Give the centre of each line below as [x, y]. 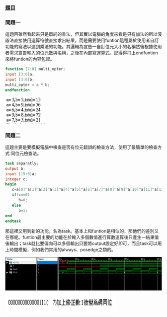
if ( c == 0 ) [21, 195]
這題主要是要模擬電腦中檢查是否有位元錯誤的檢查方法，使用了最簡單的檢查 [81, 147]
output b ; [15, 168]
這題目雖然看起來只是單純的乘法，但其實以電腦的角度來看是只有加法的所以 [81, 34]
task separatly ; [22, 163]
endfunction [17, 90]
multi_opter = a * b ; [28, 85]
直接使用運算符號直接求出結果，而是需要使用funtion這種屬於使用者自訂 [86, 40]
